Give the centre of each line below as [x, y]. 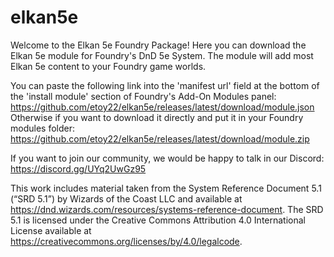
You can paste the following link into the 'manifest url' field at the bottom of [165, 85]
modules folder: [42, 128]
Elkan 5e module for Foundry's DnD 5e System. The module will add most [162, 55]
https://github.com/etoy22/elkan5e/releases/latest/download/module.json [162, 107]
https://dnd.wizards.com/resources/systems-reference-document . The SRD [167, 209]
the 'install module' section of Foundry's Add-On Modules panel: [143, 96]
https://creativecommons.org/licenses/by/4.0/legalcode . [126, 241]
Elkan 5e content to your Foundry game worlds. [108, 66]
